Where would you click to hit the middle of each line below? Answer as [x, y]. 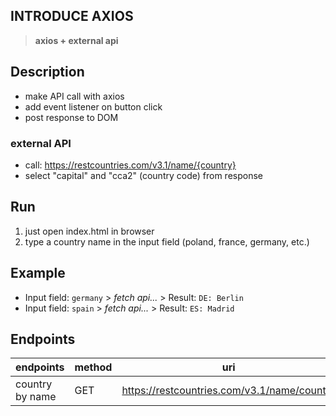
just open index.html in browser [89, 231]
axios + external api [76, 40]
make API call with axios [74, 96]
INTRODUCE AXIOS [72, 16]
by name [36, 397]
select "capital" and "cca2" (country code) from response [143, 175]
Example [38, 273]
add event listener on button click [93, 106]
